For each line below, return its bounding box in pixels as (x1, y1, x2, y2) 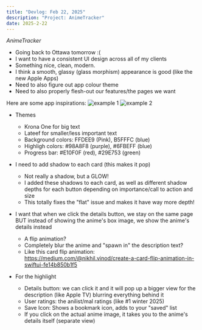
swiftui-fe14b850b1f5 (24, 261, 78, 268)
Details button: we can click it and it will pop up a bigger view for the (24, 285, 196, 292)
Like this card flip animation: (24, 248, 96, 256)
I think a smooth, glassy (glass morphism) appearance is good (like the (15, 68, 193, 76)
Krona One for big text (24, 123, 80, 131)
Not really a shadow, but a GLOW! (24, 173, 110, 180)
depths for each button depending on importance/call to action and (24, 185, 193, 193)
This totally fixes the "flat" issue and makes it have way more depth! (24, 199, 195, 206)
